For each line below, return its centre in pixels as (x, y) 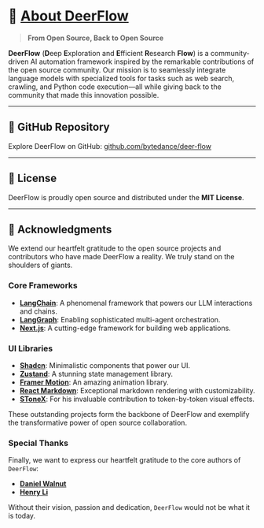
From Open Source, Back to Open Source (95, 38)
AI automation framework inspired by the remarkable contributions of (142, 61)
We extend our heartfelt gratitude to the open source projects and (115, 248)
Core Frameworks (43, 285)
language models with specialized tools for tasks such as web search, (121, 78)
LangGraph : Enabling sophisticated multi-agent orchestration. (120, 319)
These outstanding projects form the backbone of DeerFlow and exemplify (129, 414)
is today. (22, 516)
